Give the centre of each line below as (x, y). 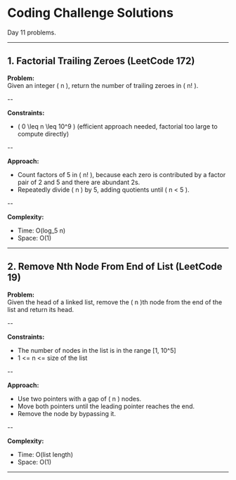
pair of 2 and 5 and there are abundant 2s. (79, 182)
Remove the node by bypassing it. (66, 413)
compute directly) (43, 134)
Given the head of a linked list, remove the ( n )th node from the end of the (115, 302)
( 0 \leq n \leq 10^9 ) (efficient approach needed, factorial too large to (117, 126)
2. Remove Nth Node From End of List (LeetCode (115, 267)
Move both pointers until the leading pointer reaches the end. (106, 406)
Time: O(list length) (45, 454)
